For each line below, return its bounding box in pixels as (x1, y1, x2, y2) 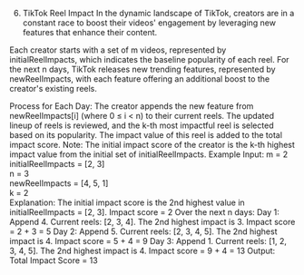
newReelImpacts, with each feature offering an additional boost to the (9, 74, 270, 84)
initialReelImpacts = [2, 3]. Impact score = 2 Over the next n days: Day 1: (9, 207, 279, 217)
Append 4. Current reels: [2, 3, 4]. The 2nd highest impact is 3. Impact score (9, 217, 296, 227)
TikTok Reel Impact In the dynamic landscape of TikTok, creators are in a (22, 8, 295, 18)
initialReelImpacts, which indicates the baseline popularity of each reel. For (9, 54, 289, 64)
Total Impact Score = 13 (9, 255, 98, 266)
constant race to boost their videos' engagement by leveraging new (22, 17, 277, 28)
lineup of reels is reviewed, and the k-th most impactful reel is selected (9, 120, 274, 131)
